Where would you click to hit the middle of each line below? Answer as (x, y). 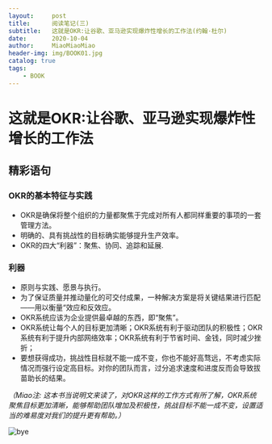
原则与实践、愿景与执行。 (63, 287)
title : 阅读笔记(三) (49, 23)
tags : (17, 69)
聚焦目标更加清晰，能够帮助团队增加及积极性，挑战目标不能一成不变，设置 (132, 405)
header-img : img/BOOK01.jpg (56, 53)
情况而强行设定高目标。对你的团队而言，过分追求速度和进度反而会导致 (137, 367)
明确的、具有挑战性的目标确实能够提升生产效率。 (101, 235)
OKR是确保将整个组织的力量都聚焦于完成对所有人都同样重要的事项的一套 (140, 215)
